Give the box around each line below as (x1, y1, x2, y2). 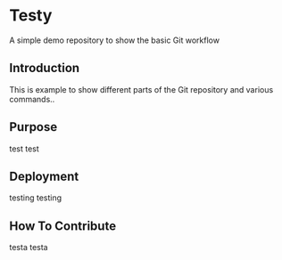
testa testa (9, 242, 48, 253)
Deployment (9, 168, 79, 183)
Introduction (9, 61, 80, 76)
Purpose (9, 119, 58, 134)
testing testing (9, 192, 62, 203)
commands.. (9, 93, 55, 104)
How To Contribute (9, 218, 117, 233)
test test (9, 143, 40, 154)
